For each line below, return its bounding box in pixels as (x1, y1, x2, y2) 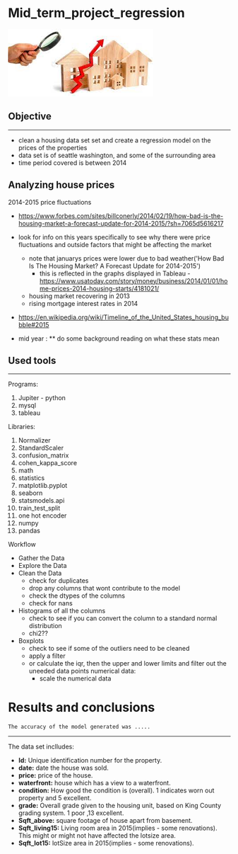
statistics (18, 474, 45, 482)
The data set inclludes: (8, 742, 75, 751)
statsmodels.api (18, 496, 65, 505)
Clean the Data (18, 569, 62, 578)
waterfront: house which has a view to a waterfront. (18, 779, 172, 787)
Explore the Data (18, 562, 67, 570)
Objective (8, 110, 52, 123)
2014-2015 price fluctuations (8, 198, 92, 206)
